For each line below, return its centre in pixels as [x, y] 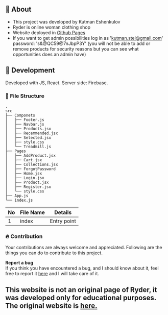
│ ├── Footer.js [25, 120]
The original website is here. [51, 306]
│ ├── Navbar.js [25, 124]
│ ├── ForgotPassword [31, 169]
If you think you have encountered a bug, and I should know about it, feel [82, 268]
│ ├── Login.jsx [25, 178]
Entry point [63, 221]
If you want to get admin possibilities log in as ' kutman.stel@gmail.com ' [88, 38]
